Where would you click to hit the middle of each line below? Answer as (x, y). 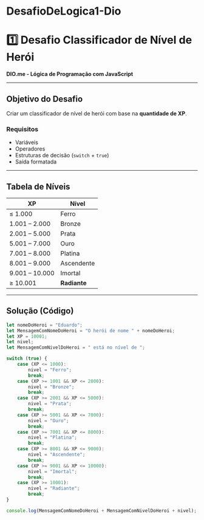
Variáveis (26, 142)
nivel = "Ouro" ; (49, 420)
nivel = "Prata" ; (50, 404)
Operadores (30, 149)
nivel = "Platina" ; (53, 438)
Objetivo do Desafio (45, 99)
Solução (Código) (40, 311)
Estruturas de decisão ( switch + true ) (62, 156)
